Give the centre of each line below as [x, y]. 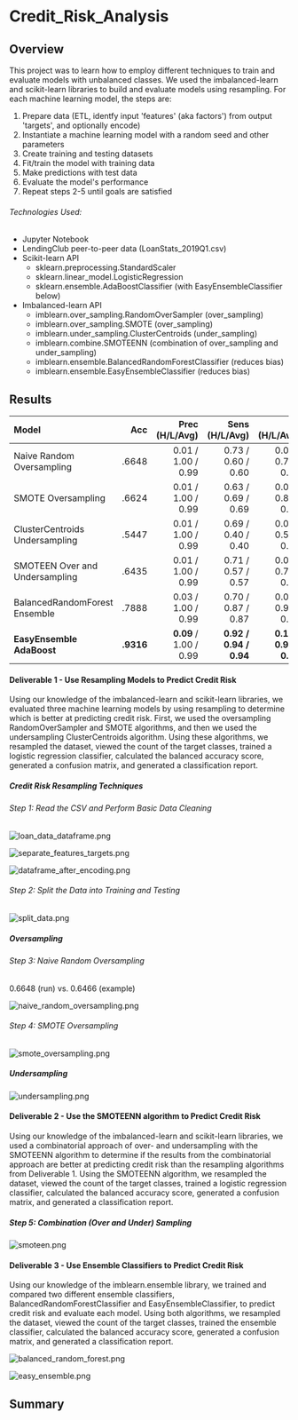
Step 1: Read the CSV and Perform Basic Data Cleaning [110, 808]
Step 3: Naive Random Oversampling [77, 960]
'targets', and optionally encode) [81, 125]
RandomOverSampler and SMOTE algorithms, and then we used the [133, 728]
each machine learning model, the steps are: [90, 99]
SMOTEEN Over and [56, 566]
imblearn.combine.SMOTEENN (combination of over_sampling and [157, 343]
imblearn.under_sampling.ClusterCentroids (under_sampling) [146, 334]
